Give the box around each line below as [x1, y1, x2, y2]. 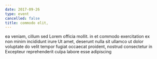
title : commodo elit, [5, 20, 49, 25]
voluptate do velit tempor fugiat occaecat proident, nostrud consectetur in [5, 44, 153, 49]
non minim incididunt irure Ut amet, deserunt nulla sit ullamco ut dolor [5, 39, 144, 45]
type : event [5, 12, 29, 16]
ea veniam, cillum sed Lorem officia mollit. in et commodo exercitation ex [5, 34, 150, 39]
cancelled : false [5, 16, 40, 21]
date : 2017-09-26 [5, 7, 40, 12]
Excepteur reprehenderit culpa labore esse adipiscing [5, 49, 112, 55]
